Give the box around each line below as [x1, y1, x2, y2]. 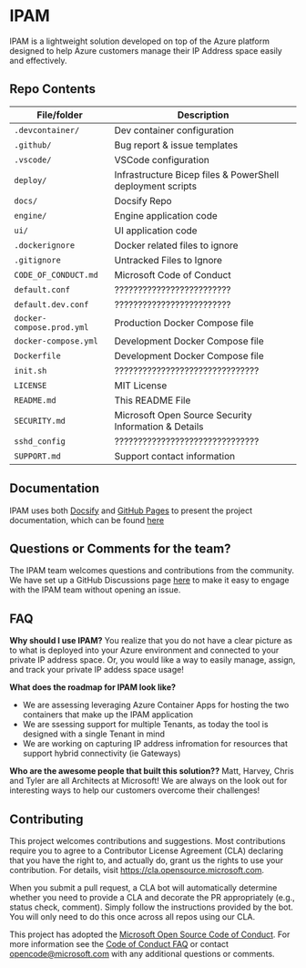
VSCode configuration [114, 153, 209, 166]
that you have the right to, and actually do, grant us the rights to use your [9, 855, 284, 866]
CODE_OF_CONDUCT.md [14, 270, 98, 280]
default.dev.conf [14, 299, 89, 310]
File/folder [36, 108, 84, 121]
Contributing [9, 811, 84, 827]
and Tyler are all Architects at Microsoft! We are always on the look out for [9, 776, 288, 787]
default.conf [14, 284, 71, 294]
